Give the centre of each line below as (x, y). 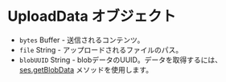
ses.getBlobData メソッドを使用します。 (86, 69)
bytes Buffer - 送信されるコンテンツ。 (82, 40)
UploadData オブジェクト (92, 16)
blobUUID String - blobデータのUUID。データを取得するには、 (121, 60)
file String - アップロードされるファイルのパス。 (101, 49)
